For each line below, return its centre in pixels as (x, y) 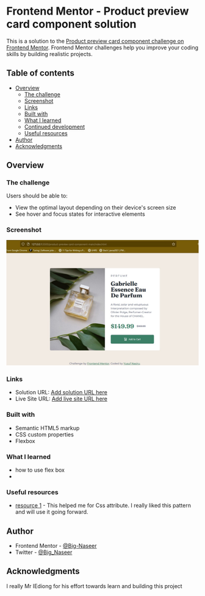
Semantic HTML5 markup (47, 428)
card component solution (71, 24)
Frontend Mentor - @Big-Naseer (56, 546)
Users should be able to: (37, 196)
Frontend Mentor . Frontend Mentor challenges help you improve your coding (103, 48)
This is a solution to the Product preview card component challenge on (95, 41)
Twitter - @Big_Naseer (44, 552)
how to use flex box (40, 470)
